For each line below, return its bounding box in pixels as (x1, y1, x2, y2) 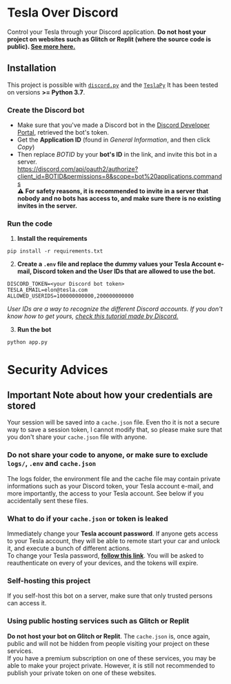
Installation (7, 62, 57, 74)
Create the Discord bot (7, 105, 85, 115)
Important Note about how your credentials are (7, 389, 213, 401)
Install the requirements (17, 235, 88, 243)
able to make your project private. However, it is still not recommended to (7, 661, 215, 670)
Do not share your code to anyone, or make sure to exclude (7, 450, 208, 460)
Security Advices (7, 362, 108, 378)
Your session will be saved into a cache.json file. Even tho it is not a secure (7, 418, 220, 427)
